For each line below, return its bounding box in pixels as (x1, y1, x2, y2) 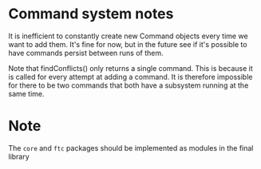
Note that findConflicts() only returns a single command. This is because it (8, 63, 253, 73)
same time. (8, 88, 45, 98)
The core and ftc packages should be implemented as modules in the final (8, 143, 254, 152)
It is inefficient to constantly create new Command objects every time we (8, 31, 249, 41)
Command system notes (8, 5, 174, 23)
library (8, 151, 30, 161)
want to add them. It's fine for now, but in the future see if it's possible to (8, 39, 247, 49)
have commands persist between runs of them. (8, 48, 164, 57)
